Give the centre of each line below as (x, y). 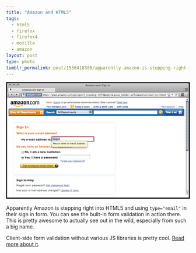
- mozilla (23, 43)
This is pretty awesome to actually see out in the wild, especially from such (96, 221)
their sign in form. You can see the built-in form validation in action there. (94, 214)
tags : (13, 18)
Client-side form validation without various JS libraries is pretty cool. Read (95, 238)
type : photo (20, 61)
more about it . (23, 244)
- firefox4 (24, 37)
